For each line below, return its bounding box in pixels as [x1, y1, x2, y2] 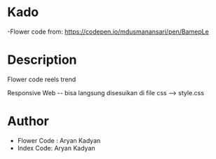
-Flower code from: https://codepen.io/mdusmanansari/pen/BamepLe [7, 27, 209, 36]
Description [7, 52, 77, 68]
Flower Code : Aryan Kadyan [17, 136, 101, 144]
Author [7, 113, 49, 130]
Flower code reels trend [7, 75, 76, 83]
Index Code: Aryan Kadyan [17, 144, 96, 152]
